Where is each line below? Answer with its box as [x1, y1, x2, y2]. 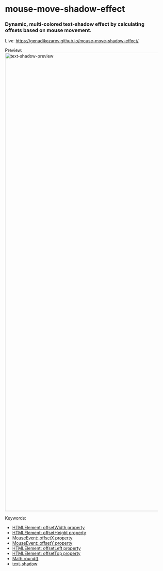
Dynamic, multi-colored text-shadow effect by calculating [5, 21, 145, 28]
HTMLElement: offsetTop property [12, 551, 81, 556]
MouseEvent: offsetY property [12, 540, 73, 546]
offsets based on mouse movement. [5, 27, 92, 34]
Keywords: [5, 515, 27, 521]
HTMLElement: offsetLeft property [12, 545, 81, 551]
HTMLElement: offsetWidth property [12, 525, 85, 531]
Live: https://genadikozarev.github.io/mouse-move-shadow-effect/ [5, 38, 139, 44]
